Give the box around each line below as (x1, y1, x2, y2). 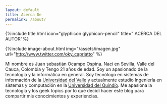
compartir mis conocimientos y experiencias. (5, 93, 99, 99)
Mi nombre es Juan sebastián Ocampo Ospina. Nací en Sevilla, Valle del (5, 61, 155, 67)
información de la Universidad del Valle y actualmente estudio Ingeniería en (5, 77, 162, 83)
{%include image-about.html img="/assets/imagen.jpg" (5, 46, 121, 52)
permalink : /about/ (5, 17, 46, 22)
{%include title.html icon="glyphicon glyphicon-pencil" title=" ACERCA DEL (5, 31, 162, 37)
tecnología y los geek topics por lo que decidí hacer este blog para (5, 88, 144, 94)
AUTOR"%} (5, 36, 29, 42)
